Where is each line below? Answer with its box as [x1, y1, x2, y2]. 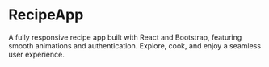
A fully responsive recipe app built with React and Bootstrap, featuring [8, 32, 242, 42]
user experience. [8, 49, 65, 59]
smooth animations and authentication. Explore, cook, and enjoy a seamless [8, 40, 261, 50]
